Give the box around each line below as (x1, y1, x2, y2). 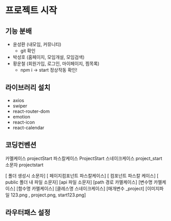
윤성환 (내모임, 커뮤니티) (12, 42, 61, 47)
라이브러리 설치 (5, 83, 51, 92)
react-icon (12, 119, 35, 125)
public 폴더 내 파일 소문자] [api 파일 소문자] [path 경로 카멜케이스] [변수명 (5, 179, 153, 185)
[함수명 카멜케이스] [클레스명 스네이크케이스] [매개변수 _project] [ (16, 185, 147, 191)
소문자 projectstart (5, 162, 44, 168)
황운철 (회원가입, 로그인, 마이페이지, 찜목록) (12, 61, 100, 67)
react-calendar (12, 124, 45, 131)
